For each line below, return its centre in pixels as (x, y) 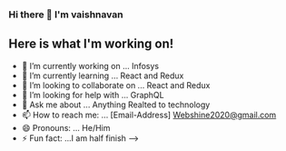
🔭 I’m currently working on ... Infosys (90, 65)
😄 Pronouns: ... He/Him (66, 127)
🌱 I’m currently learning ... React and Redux (103, 75)
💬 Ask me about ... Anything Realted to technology (116, 105)
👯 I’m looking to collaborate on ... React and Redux (116, 85)
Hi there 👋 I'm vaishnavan (66, 15)
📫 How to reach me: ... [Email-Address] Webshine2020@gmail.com (149, 115)
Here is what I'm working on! (91, 44)
